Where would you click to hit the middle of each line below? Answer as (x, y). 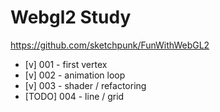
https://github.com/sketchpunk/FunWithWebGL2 (110, 45)
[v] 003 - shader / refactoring (85, 85)
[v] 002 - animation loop (75, 75)
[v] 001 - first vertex (66, 64)
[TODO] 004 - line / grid (74, 96)
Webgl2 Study (71, 17)
